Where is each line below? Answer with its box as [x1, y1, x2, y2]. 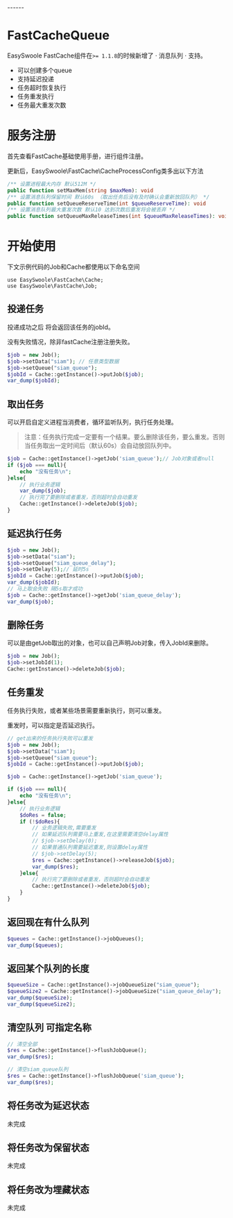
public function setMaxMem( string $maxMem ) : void [7, 187, 154, 194]
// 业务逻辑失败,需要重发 [32, 824, 96, 831]
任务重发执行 [17, 92, 54, 100]
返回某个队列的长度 [7, 963, 89, 974]
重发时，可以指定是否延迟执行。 [7, 721, 98, 729]
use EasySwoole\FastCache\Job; [7, 282, 98, 290]
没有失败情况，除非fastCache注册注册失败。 [7, 337, 134, 346]
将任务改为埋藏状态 [7, 1183, 89, 1196]
